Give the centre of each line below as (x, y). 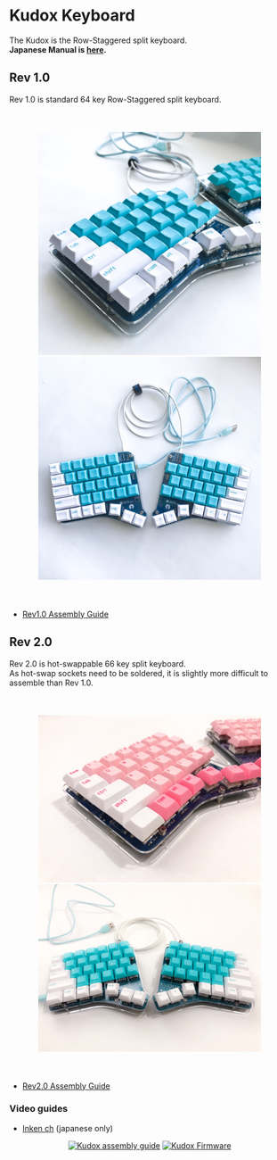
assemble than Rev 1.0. (51, 683)
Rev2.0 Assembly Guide (66, 1086)
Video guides (39, 1109)
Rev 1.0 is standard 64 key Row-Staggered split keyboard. (115, 99)
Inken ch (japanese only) (68, 1128)
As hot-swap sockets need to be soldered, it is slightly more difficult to (139, 673)
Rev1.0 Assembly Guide (65, 614)
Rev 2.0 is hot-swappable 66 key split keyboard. (98, 663)
